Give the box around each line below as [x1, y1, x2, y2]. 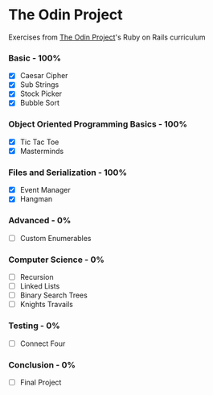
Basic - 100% [8, 52, 62, 64]
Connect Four [19, 339, 66, 348]
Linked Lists [19, 281, 60, 291]
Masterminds [19, 146, 64, 156]
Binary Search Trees [19, 290, 88, 300]
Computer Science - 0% [8, 254, 104, 265]
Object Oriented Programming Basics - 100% [8, 118, 187, 130]
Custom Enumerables [19, 233, 92, 243]
